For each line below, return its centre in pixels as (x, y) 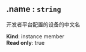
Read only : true (26, 42)
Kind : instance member (35, 36)
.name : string (34, 9)
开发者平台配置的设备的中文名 (43, 24)
